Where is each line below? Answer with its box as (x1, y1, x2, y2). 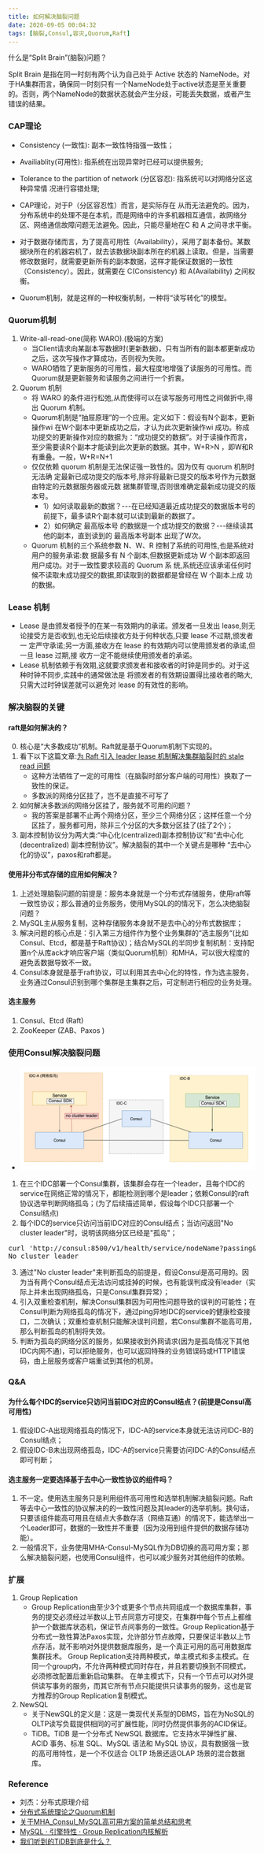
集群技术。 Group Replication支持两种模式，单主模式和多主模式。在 (31, 1651, 250, 1661)
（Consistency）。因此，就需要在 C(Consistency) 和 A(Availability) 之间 (19, 266, 249, 276)
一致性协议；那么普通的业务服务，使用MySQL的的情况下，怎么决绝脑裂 (19, 898, 250, 908)
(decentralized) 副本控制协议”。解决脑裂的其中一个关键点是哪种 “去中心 (19, 840, 251, 850)
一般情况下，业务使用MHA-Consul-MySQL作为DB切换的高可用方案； (19, 1543, 243, 1552)
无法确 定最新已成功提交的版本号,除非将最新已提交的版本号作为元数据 (31, 471, 256, 481)
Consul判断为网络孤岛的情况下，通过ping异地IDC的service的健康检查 (19, 1307, 244, 1316)
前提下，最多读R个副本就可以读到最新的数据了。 (42, 511, 200, 520)
